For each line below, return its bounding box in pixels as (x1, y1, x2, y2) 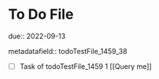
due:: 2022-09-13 (8, 31, 66, 41)
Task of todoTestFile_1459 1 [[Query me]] (19, 61, 152, 71)
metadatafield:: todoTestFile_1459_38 (8, 46, 128, 56)
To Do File (8, 5, 74, 23)
